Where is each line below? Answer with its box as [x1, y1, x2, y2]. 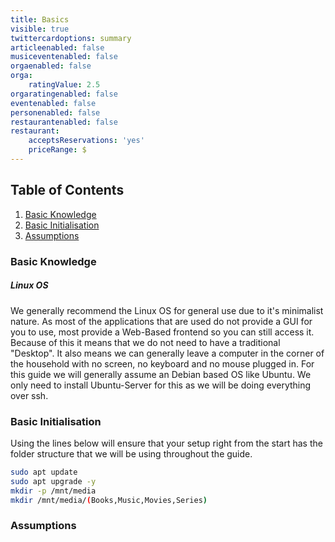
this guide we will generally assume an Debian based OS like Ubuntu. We [10, 368, 312, 380]
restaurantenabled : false [10, 117, 118, 127]
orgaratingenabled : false [10, 89, 118, 99]
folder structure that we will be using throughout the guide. [10, 447, 253, 460]
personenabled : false [10, 107, 101, 118]
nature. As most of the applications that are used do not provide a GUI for [10, 315, 313, 327]
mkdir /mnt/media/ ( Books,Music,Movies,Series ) [10, 495, 208, 505]
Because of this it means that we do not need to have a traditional [10, 336, 281, 348]
